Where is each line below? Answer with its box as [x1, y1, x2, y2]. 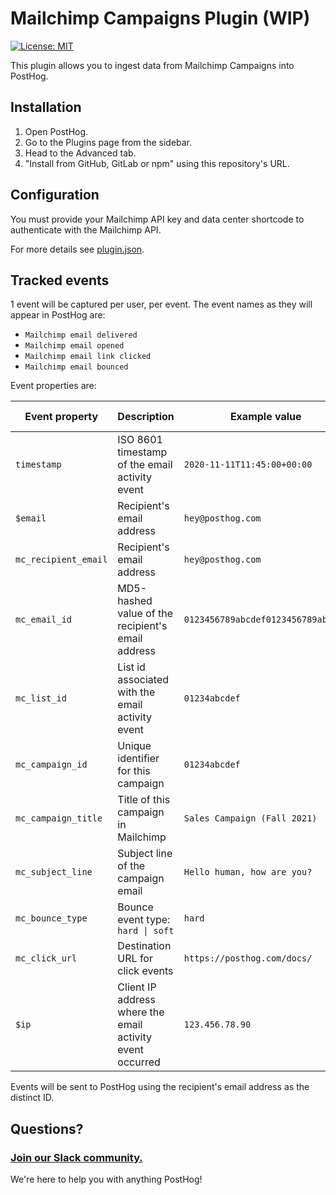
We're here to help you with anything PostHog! [10, 1173, 203, 1186]
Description [117, 410, 175, 424]
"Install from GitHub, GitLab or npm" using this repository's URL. [24, 157, 290, 169]
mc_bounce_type [15, 913, 88, 924]
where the [117, 1005, 165, 1019]
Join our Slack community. [10, 1150, 143, 1164]
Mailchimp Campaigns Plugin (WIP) [10, 7, 311, 30]
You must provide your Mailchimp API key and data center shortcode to [10, 213, 305, 225]
